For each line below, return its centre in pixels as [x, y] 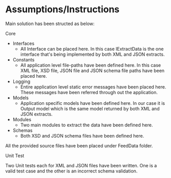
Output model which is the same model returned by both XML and [90, 108]
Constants [24, 59]
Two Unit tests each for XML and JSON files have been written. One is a [81, 165]
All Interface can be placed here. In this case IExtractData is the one [92, 49]
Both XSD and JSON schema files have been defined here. [82, 136]
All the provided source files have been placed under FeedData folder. [79, 146]
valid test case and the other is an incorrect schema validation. [71, 171]
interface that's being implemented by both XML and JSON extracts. [92, 54]
